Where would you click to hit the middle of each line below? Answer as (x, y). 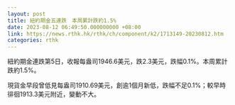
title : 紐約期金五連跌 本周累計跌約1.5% (62, 21)
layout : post (27, 14)
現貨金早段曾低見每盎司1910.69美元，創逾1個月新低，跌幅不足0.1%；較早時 (117, 85)
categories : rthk (33, 40)
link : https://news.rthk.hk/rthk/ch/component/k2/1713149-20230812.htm (115, 34)
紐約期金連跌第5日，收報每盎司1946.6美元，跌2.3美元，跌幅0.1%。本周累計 (117, 62)
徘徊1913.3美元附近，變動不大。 (54, 94)
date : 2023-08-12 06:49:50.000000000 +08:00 (74, 27)
